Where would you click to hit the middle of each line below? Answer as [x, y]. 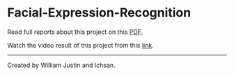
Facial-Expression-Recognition [99, 13]
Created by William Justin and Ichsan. [62, 65]
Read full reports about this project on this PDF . [75, 32]
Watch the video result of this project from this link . [81, 45]
